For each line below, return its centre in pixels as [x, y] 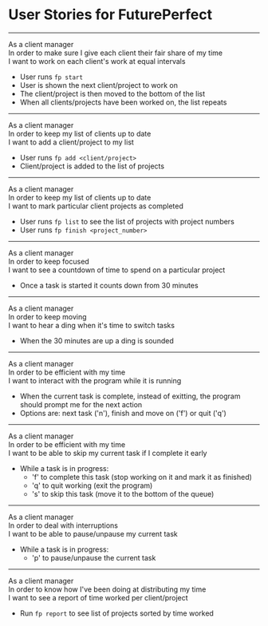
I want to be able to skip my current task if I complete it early [108, 453]
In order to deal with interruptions [63, 525]
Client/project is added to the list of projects [92, 166]
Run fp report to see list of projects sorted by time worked [116, 613]
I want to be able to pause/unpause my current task [93, 533]
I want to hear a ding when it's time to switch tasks [92, 325]
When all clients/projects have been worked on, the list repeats [123, 102]
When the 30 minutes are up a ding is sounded [97, 340]
